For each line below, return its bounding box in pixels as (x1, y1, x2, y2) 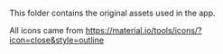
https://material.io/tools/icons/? (85, 25, 202, 35)
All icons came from (9, 25, 84, 35)
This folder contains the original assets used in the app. (9, 8, 216, 18)
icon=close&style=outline (9, 35, 105, 45)
